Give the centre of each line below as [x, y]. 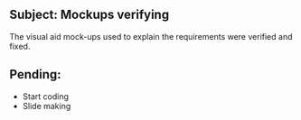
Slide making [47, 106]
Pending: [35, 74]
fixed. [20, 46]
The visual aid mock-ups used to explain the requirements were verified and [151, 36]
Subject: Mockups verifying [89, 15]
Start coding [46, 96]
